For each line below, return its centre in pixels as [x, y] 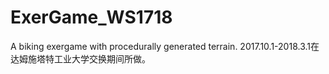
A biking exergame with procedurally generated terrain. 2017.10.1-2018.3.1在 [165, 46]
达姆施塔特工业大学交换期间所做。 [80, 58]
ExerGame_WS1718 [91, 17]
